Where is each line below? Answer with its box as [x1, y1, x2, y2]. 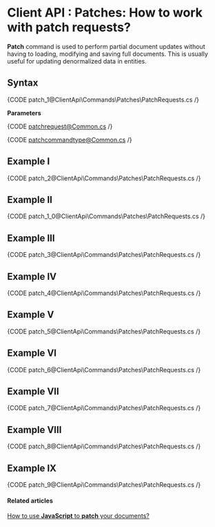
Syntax [7, 77, 39, 89]
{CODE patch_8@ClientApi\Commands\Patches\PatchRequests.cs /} [7, 442, 201, 450]
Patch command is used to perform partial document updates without [7, 42, 205, 50]
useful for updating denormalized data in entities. [7, 57, 147, 65]
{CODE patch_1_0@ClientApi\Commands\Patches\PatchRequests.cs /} [7, 212, 205, 220]
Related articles [7, 496, 53, 505]
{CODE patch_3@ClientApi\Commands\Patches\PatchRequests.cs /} [7, 251, 201, 259]
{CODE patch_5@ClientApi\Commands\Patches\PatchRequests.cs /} [7, 327, 201, 336]
